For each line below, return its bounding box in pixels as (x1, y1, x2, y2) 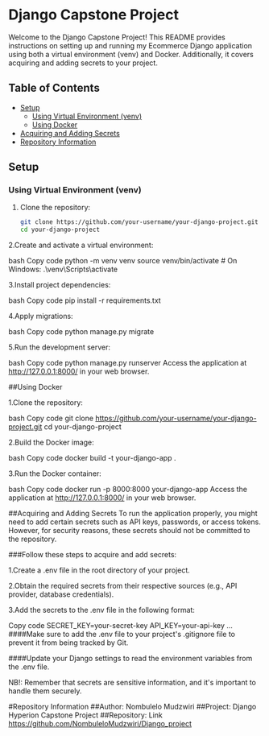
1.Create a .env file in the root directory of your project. (8, 565, 191, 575)
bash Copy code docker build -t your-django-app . (8, 453, 176, 463)
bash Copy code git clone (8, 413, 94, 424)
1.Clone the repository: (8, 398, 83, 407)
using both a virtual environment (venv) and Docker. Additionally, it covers (8, 49, 254, 59)
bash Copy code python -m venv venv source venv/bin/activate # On (8, 256, 238, 266)
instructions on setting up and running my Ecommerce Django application (8, 40, 252, 50)
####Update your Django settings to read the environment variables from (8, 654, 253, 664)
